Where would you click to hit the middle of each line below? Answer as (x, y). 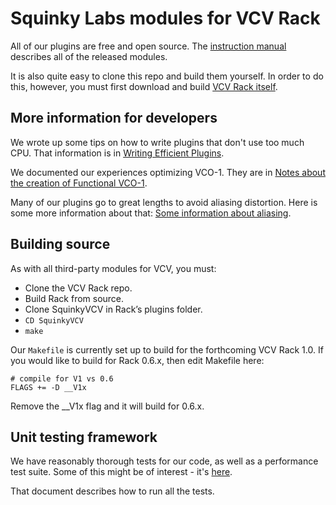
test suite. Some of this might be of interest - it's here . (121, 472)
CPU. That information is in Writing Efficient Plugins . (117, 153)
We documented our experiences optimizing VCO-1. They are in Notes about (168, 172)
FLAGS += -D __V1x (48, 387)
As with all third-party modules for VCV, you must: (113, 268)
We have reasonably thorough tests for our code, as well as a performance (164, 461)
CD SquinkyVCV (54, 320)
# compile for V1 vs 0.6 (62, 378)
